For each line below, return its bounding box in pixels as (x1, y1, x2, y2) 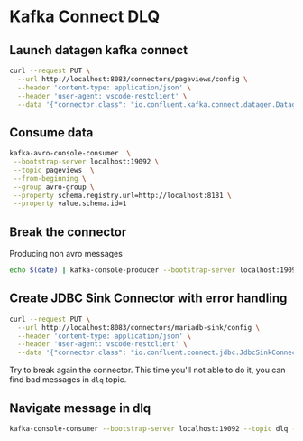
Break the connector (9, 224, 127, 239)
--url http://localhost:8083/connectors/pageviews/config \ (17, 74, 248, 83)
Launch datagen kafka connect (9, 42, 188, 58)
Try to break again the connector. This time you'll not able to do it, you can (9, 364, 286, 376)
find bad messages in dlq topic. (9, 374, 127, 385)
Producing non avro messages (9, 249, 124, 259)
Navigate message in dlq (9, 400, 151, 416)
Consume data (9, 125, 94, 140)
